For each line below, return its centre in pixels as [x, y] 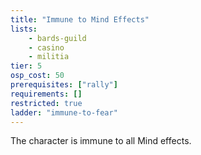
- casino [46, 47]
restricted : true [46, 103]
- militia [49, 57]
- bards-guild [57, 38]
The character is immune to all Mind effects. [101, 141]
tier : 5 [26, 66]
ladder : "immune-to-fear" [64, 112]
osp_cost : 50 [37, 76]
